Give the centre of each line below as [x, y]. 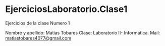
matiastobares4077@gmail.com [38, 38]
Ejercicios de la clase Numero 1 [38, 23]
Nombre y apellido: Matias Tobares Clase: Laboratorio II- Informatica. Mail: [83, 32]
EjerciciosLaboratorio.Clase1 [66, 9]
